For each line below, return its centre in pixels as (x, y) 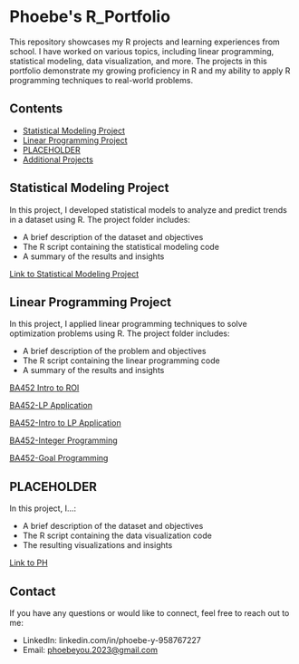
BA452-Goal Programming (59, 458)
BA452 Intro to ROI (44, 388)
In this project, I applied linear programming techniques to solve (128, 324)
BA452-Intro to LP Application (65, 423)
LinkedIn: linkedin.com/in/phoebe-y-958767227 (112, 640)
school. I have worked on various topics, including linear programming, (142, 51)
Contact (33, 591)
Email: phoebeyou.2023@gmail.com (90, 650)
